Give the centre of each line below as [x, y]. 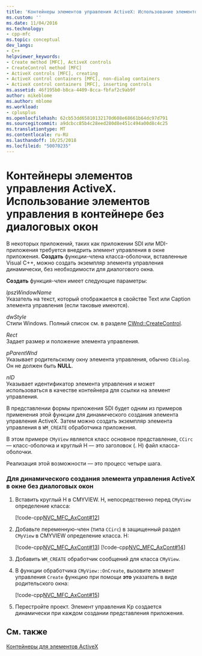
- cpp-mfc [19, 34]
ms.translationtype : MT [36, 129]
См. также [27, 632]
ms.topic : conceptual [33, 40]
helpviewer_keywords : [33, 57]
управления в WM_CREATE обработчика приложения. [72, 427]
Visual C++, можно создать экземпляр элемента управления [85, 263]
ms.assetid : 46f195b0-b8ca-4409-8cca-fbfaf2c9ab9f [71, 90]
